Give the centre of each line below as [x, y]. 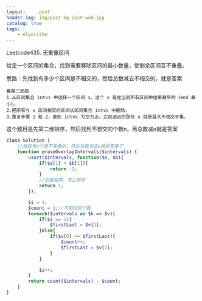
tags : [13, 29]
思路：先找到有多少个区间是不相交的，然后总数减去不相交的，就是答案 [94, 78]
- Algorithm [32, 35]
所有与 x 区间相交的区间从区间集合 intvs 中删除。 [73, 111]
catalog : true [24, 23]
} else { [47, 231]
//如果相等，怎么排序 [62, 180]
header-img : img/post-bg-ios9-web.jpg [55, 18]
